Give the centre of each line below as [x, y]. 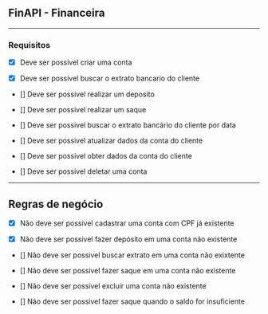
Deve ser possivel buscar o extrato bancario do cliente [110, 78]
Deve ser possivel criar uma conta [76, 62]
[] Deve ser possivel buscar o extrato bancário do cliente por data [128, 125]
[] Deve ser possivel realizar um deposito [87, 94]
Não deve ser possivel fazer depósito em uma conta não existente [128, 239]
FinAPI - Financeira [57, 13]
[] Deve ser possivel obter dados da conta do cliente [106, 156]
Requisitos [29, 45]
